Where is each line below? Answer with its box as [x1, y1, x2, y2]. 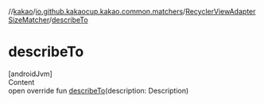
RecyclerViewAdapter [185, 7, 256, 16]
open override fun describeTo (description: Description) [8, 86, 189, 95]
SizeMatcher [8, 15, 50, 25]
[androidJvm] [8, 69, 53, 78]
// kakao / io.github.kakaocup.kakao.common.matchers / [8, 7, 186, 16]
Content [8, 77, 35, 86]
